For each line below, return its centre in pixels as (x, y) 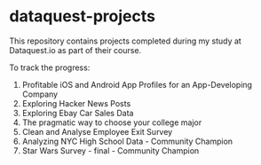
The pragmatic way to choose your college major (112, 122)
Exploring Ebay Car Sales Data (78, 113)
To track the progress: (50, 67)
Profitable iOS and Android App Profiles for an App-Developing (137, 84)
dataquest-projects (82, 16)
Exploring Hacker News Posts (76, 103)
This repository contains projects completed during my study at (125, 41)
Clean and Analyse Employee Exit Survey (97, 131)
